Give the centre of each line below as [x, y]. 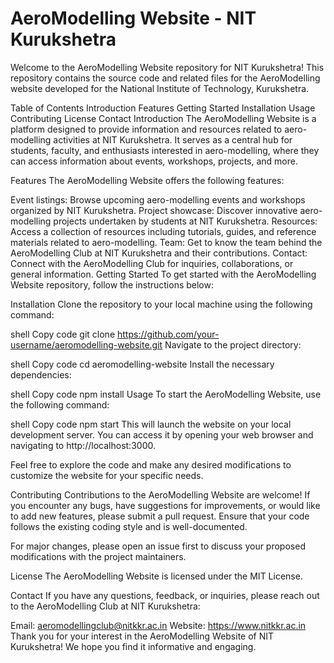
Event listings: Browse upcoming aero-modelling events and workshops [158, 199]
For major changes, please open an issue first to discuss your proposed [158, 546]
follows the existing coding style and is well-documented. [129, 526]
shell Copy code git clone [63, 334]
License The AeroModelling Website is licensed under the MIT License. [156, 576]
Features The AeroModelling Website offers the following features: [147, 180]
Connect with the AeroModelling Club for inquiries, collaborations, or [152, 263]
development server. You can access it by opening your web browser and [162, 434]
